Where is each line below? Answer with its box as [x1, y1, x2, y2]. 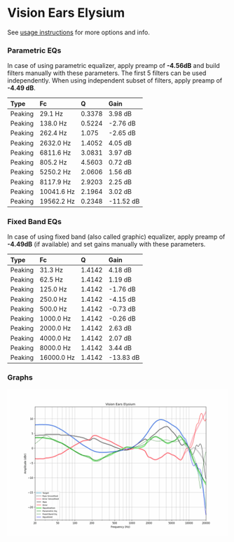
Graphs [7, 373, 33, 382]
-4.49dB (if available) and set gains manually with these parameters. [7, 240, 206, 249]
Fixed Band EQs [7, 216, 62, 226]
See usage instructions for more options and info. [7, 28, 151, 36]
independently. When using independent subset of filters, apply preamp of [7, 76, 223, 85]
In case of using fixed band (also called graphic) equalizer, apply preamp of [7, 232, 226, 241]
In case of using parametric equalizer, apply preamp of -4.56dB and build [7, 62, 221, 70]
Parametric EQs [7, 46, 62, 55]
